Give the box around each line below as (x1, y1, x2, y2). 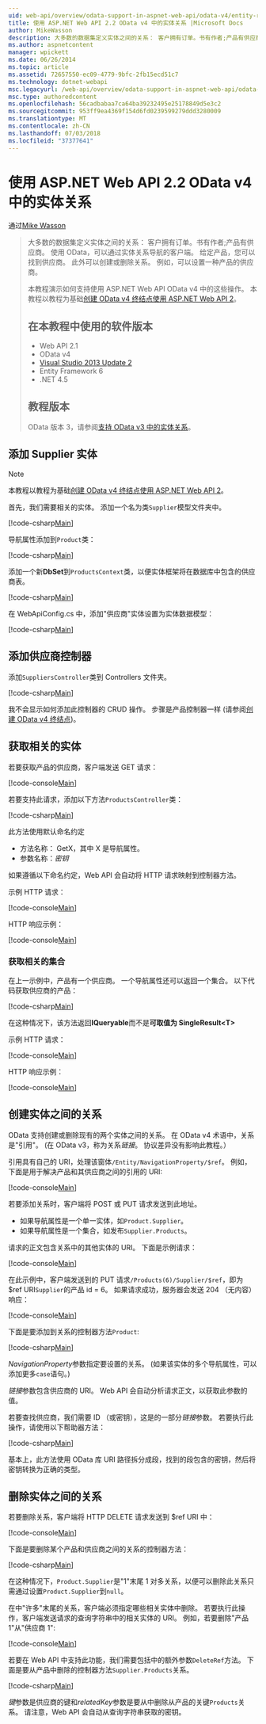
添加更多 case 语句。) (8, 1368, 70, 1379)
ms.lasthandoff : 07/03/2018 (8, 129, 101, 137)
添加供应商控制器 (8, 650, 92, 663)
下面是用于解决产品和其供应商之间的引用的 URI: (8, 1166, 163, 1177)
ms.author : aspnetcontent (8, 41, 93, 49)
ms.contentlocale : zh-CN (8, 122, 90, 130)
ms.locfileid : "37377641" (8, 136, 93, 145)
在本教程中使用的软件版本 (27, 319, 153, 333)
